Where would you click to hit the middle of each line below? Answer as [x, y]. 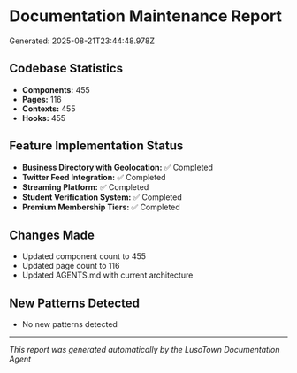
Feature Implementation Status [96, 146]
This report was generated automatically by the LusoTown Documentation [145, 350]
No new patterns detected [69, 324]
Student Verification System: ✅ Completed [102, 197]
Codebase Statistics [66, 69]
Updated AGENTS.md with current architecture [107, 275]
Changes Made [52, 235]
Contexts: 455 [49, 109]
